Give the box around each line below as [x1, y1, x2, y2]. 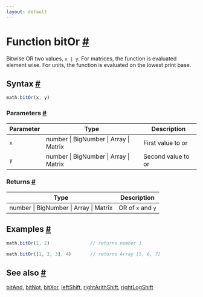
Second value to [143, 152, 190, 161]
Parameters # [6, 109, 47, 118]
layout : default [6, 8, 47, 15]
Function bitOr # [6, 34, 89, 48]
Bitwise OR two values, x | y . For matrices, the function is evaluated [6, 55, 177, 62]
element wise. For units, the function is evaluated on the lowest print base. [6, 61, 192, 68]
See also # [6, 267, 47, 278]
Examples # [6, 224, 51, 234]
